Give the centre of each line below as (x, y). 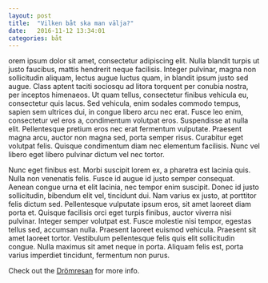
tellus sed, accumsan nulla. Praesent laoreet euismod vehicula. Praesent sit (132, 230)
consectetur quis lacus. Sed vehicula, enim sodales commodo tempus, (125, 103)
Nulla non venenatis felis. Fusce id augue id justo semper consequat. (122, 179)
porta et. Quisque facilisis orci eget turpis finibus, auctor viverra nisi (120, 212)
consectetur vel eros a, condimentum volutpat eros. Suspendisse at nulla (128, 120)
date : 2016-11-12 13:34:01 (57, 30)
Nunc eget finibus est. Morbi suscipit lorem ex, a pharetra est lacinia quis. (130, 170)
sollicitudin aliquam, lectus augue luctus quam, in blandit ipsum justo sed (128, 78)
